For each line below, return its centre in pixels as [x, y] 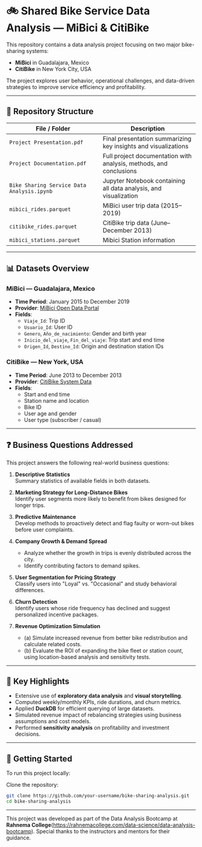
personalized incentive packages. [57, 614]
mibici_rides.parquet [40, 209]
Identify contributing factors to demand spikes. [82, 566]
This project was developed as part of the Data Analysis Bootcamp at [92, 818]
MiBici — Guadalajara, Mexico [50, 289]
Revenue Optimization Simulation [57, 626]
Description [148, 128]
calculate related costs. [53, 644]
